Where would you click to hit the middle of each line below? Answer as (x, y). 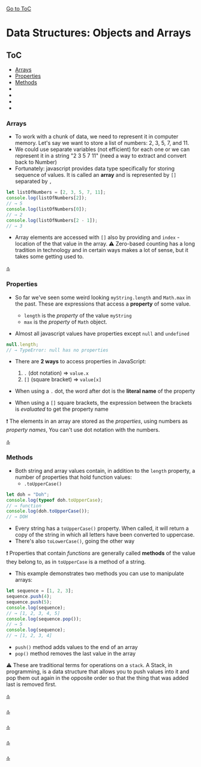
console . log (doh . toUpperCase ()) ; (48, 511)
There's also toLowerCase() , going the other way (75, 541)
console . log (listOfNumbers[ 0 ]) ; (46, 209)
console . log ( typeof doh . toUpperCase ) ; (55, 500)
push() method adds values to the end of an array (76, 647)
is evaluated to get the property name (62, 409)
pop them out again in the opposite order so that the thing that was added (97, 678)
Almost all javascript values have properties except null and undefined (102, 333)
